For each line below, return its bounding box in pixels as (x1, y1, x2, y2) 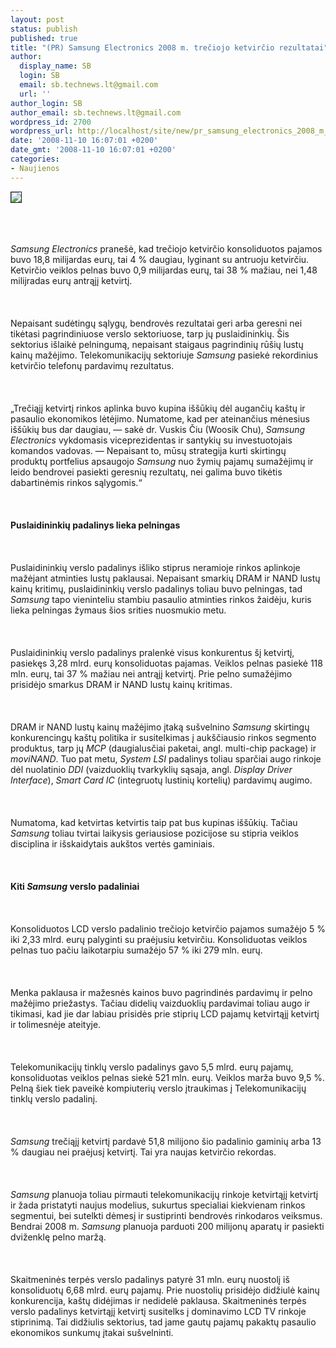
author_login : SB (10, 98, 83, 108)
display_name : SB (19, 61, 92, 71)
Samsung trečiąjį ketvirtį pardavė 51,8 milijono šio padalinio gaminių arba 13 (10, 1135, 322, 1147)
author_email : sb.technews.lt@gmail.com (10, 107, 182, 118)
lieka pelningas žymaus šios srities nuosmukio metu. (10, 604, 227, 616)
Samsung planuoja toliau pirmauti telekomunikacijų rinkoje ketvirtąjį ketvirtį (10, 1188, 319, 1200)
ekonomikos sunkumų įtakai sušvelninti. (10, 1326, 174, 1338)
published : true (10, 33, 78, 43)
